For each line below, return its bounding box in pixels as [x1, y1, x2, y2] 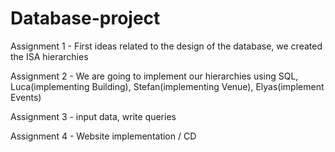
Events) [10, 91, 42, 103]
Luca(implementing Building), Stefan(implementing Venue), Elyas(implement [10, 80, 325, 92]
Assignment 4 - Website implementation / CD [10, 130, 197, 142]
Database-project [10, 7, 161, 30]
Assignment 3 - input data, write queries [10, 110, 177, 122]
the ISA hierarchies [10, 50, 89, 62]
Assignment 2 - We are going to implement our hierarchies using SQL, [10, 70, 299, 82]
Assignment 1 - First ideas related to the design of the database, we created [10, 40, 323, 52]
